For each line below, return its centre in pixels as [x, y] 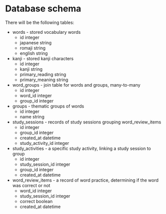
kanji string [31, 69]
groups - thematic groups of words [48, 106]
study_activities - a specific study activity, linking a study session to [82, 148]
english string [34, 53]
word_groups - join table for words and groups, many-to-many [76, 85]
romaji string [33, 48]
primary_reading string [43, 74]
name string [32, 116]
